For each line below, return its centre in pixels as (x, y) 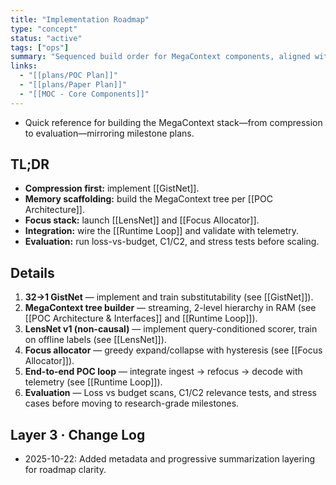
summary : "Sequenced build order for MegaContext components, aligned (160, 57)
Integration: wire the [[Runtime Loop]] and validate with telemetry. (162, 231)
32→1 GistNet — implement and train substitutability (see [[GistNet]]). (169, 297)
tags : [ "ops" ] (40, 47)
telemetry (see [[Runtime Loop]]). (93, 382)
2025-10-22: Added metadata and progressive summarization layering (170, 459)
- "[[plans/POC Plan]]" (68, 76)
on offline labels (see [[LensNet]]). (95, 340)
